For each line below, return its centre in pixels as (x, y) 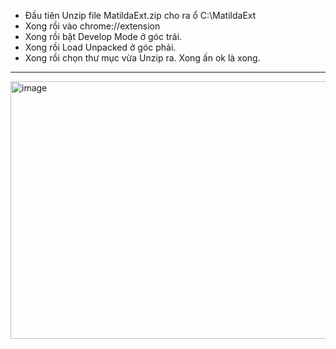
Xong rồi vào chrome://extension (92, 26)
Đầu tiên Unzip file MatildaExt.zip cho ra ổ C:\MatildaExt (140, 15)
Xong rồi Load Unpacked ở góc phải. (100, 47)
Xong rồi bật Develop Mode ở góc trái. (103, 36)
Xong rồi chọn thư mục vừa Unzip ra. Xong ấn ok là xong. (142, 58)
